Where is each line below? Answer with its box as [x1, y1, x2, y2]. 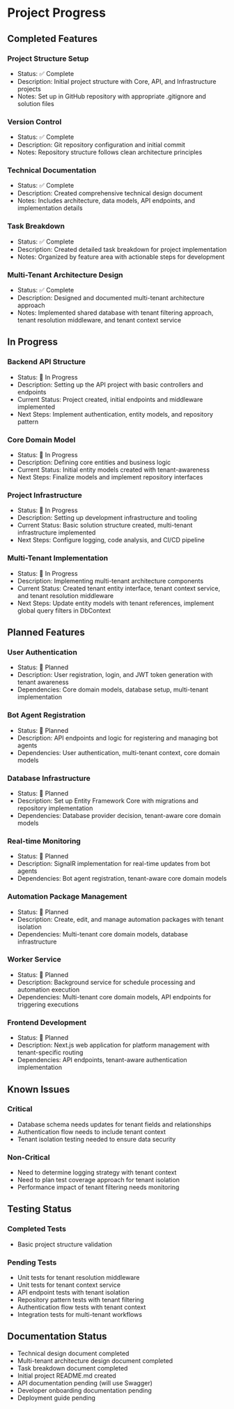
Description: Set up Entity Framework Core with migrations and [17, 796, 198, 805]
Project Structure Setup [7, 54, 89, 64]
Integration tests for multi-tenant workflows [17, 1311, 143, 1319]
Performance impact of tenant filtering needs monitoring [17, 1183, 180, 1191]
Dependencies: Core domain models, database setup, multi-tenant [17, 685, 209, 694]
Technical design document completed [17, 1349, 130, 1357]
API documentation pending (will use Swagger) [17, 1378, 153, 1387]
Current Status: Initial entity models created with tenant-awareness [17, 465, 210, 474]
